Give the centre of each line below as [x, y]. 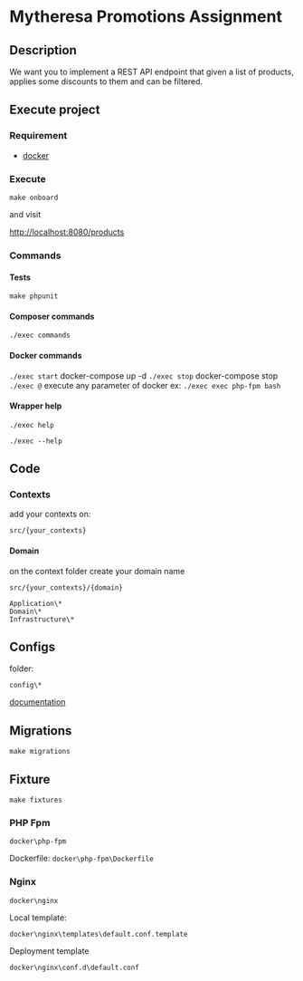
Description [43, 50]
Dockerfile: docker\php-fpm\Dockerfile [81, 859]
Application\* [36, 603]
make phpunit [34, 296]
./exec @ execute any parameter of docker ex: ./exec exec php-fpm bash [145, 385]
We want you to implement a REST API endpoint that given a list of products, [151, 72]
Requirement [38, 136]
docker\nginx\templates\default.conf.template [99, 934]
